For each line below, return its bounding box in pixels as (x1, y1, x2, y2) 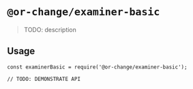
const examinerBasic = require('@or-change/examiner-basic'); (7, 64, 188, 71)
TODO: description (23, 25, 77, 34)
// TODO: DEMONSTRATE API (7, 75, 80, 82)
